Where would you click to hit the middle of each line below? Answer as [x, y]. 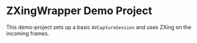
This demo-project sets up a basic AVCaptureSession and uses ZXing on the [99, 27]
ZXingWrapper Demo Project [79, 11]
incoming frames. [28, 33]
